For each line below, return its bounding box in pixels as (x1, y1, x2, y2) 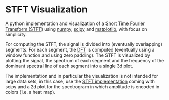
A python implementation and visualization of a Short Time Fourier (5, 20, 145, 27)
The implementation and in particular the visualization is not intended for (5, 72, 158, 79)
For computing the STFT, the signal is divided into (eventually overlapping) (5, 41, 163, 47)
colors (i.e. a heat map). (5, 89, 55, 95)
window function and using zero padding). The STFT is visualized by (5, 52, 150, 58)
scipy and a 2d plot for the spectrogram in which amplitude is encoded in (5, 83, 160, 90)
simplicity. (5, 31, 27, 37)
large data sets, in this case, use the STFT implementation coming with (5, 78, 155, 84)
